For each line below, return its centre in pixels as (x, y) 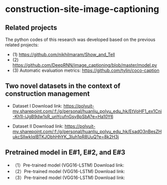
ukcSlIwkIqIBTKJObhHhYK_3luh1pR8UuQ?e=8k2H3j (66, 137)
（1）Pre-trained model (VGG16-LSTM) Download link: (68, 165)
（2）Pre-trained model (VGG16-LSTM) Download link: (69, 171)
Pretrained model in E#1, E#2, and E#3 (65, 152)
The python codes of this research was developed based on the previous (80, 39)
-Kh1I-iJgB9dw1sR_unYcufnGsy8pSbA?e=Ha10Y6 (63, 116)
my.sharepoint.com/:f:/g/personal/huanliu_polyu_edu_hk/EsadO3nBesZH (87, 131)
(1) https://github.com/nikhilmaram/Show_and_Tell (64, 54)
